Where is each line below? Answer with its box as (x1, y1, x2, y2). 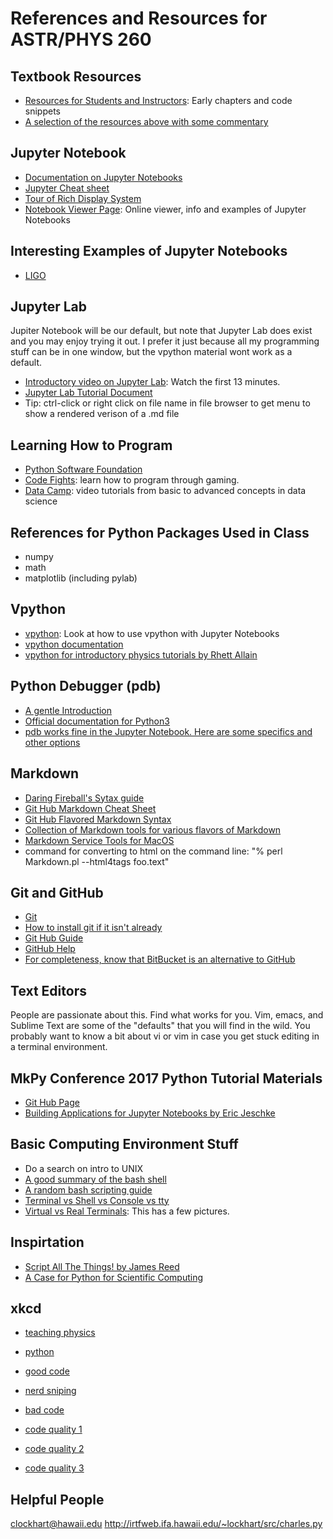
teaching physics (24, 1327, 96, 1339)
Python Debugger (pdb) (10, 678, 162, 695)
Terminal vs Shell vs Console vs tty (24, 1194, 170, 1206)
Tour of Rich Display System (24, 192, 142, 204)
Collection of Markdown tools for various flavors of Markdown (24, 823, 282, 836)
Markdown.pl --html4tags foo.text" (24, 855, 170, 867)
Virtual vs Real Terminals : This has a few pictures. (24, 1205, 230, 1217)
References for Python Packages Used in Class (10, 524, 310, 541)
